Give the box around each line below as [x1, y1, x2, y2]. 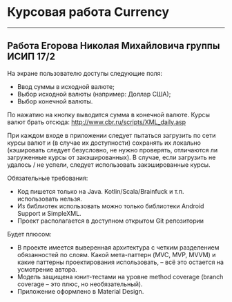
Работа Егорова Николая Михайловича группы [7, 40, 220, 52]
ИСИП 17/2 [7, 51, 55, 63]
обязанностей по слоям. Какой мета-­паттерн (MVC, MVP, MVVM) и [17, 250, 216, 259]
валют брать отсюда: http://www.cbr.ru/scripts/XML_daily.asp [7, 118, 186, 126]
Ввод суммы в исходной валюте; [17, 82, 115, 90]
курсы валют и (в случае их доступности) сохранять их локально [7, 139, 202, 147]
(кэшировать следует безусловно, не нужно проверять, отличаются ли [7, 145, 218, 154]
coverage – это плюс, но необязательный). [17, 280, 143, 288]
